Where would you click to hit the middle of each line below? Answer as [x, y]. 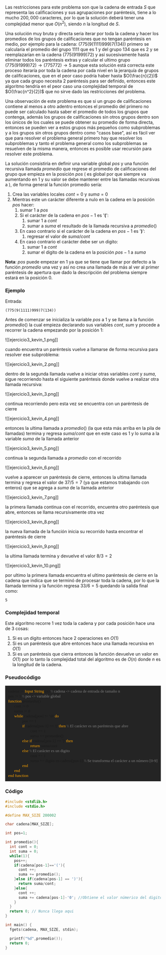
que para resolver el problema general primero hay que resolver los [74, 138]
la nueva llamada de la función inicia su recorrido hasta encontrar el [74, 531]
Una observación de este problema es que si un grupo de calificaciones [78, 101]
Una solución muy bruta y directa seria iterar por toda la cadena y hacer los [82, 33]
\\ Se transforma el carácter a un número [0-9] [121, 761]
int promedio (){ [22, 842]
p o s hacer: [23, 205]
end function [18, 776]
